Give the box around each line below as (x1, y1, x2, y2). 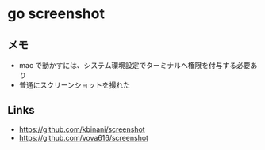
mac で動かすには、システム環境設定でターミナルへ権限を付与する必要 (18, 61, 251, 69)
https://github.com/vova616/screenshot (18, 133, 148, 142)
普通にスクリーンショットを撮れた (18, 81, 131, 89)
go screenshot (7, 5, 105, 23)
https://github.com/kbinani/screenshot (18, 124, 145, 134)
